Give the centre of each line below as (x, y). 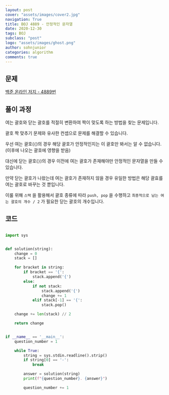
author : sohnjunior (26, 48)
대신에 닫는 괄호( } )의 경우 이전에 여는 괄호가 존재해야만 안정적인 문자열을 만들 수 (84, 161)
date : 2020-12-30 (24, 29)
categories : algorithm (29, 52)
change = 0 (26, 253)
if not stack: (47, 286)
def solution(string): (29, 249)
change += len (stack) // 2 (43, 314)
